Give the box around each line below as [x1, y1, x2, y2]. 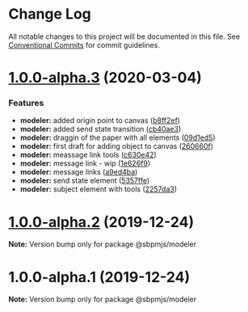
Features [8, 98, 44, 109]
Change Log [8, 5, 91, 23]
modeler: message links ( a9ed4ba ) [19, 167, 138, 177]
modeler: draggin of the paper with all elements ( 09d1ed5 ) [19, 133, 216, 142]
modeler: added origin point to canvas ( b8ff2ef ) [19, 116, 180, 125]
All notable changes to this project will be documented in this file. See [8, 32, 241, 41]
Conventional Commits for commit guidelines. [8, 40, 160, 49]
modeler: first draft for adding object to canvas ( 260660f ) [19, 141, 214, 151]
